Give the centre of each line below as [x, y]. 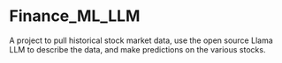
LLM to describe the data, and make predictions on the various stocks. [137, 49]
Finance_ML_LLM [75, 16]
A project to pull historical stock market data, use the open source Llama [141, 40]
